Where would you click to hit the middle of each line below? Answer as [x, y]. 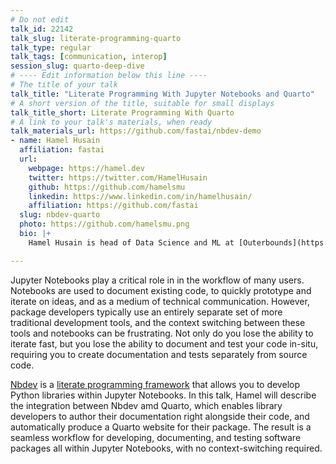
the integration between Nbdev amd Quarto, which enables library [146, 405]
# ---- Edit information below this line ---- [109, 76]
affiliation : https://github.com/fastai [113, 206]
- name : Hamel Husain [55, 141]
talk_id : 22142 [42, 29]
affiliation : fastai [62, 150]
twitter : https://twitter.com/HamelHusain [118, 177]
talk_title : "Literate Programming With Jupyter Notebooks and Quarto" [162, 94]
